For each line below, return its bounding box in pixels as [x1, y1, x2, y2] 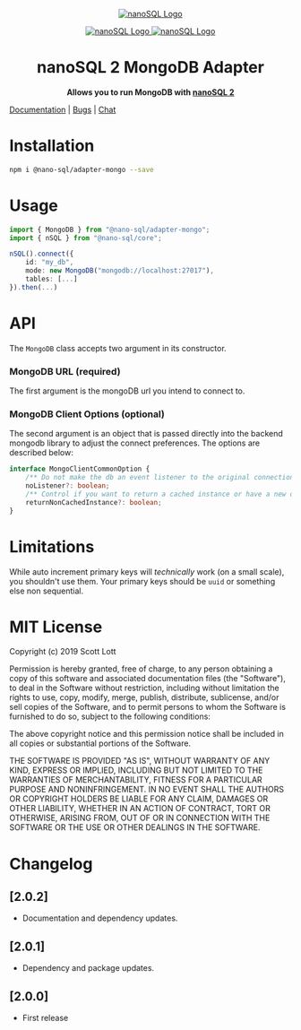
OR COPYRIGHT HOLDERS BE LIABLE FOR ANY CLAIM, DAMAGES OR [9, 793, 269, 804]
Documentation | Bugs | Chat [9, 104, 116, 115]
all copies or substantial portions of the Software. [9, 738, 191, 749]
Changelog [9, 853, 93, 874]
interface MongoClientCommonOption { [9, 464, 150, 474]
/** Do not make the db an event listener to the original [25, 473, 251, 482]
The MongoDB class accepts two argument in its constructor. [9, 342, 227, 353]
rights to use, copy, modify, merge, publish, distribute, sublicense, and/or [9, 692, 279, 703]
